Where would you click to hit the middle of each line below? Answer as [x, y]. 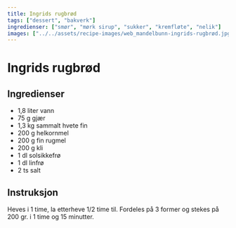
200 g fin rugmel [42, 140]
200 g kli [30, 148]
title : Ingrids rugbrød [42, 14]
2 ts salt [29, 170]
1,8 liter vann [36, 111]
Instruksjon [33, 193]
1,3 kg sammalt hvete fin [52, 126]
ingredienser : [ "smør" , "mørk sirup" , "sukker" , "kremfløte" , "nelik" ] [114, 27]
